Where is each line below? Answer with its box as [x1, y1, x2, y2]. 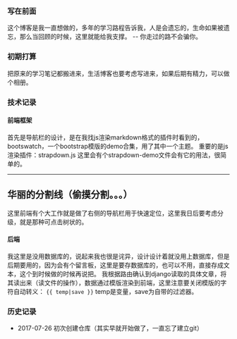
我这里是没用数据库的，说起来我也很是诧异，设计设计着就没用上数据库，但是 [7, 252, 230, 260]
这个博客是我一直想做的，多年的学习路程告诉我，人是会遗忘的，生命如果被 [7, 23, 224, 32]
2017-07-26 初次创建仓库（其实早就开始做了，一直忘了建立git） [17, 324, 203, 333]
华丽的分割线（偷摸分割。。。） [7, 189, 133, 201]
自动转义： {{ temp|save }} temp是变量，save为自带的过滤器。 [13, 287, 198, 295]
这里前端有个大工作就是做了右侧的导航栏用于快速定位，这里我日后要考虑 [7, 209, 217, 217]
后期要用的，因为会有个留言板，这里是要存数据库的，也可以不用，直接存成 [7, 261, 224, 269]
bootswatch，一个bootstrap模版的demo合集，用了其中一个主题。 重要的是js [7, 142, 229, 150]
